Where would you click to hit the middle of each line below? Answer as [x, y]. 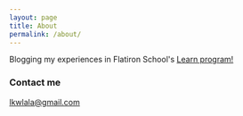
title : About [33, 26]
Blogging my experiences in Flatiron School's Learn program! [121, 60]
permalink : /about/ [45, 34]
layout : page [33, 17]
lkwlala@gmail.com [45, 102]
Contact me [35, 83]
